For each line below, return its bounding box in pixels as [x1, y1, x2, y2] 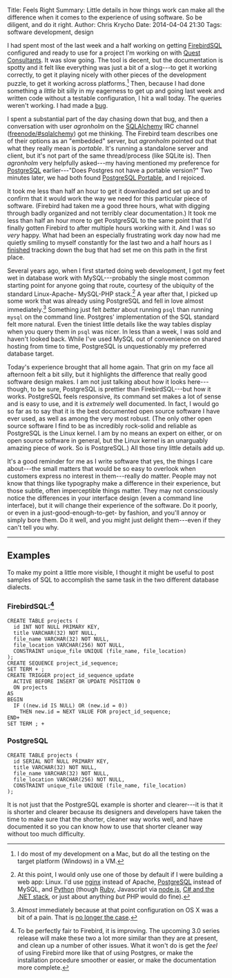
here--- [187, 377, 209, 386]
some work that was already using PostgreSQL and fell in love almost [7, 297, 204, 305]
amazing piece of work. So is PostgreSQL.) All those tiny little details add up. [7, 443, 225, 452]
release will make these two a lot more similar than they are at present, [17, 934, 218, 942]
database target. [7, 349, 54, 358]
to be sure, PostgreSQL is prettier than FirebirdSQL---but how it [30, 385, 211, 393]
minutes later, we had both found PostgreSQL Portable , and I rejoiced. [7, 173, 206, 182]
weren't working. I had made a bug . [7, 101, 108, 109]
